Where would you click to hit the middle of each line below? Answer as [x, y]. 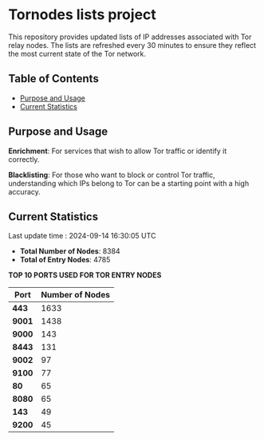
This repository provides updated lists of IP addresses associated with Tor [130, 37]
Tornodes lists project [83, 15]
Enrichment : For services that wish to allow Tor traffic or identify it [118, 151]
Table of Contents [54, 79]
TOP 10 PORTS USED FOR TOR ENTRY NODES [85, 275]
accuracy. [25, 191]
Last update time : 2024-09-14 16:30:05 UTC [82, 236]
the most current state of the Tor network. [77, 53]
